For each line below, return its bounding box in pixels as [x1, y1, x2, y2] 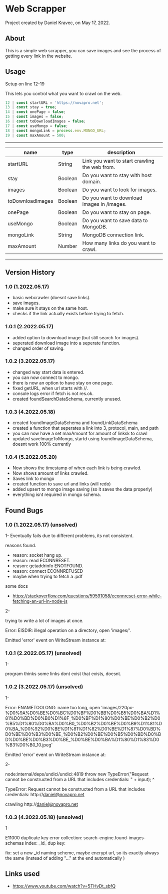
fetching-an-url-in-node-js [12, 598, 68, 604]
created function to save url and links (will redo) [12, 481, 111, 487]
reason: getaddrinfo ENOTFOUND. [12, 563, 83, 569]
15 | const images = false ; [5, 114, 64, 119]
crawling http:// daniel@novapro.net [5, 801, 78, 807]
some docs [5, 583, 28, 589]
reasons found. [5, 543, 36, 549]
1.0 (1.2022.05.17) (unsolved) [5, 521, 77, 528]
